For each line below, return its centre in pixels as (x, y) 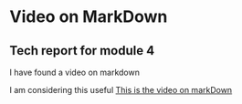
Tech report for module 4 (82, 51)
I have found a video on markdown (74, 72)
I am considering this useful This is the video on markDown (121, 90)
